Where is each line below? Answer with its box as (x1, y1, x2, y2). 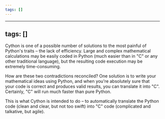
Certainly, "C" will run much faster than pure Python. (5, 89, 111, 95)
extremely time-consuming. (5, 64, 61, 70)
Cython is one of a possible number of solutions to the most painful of (5, 43, 147, 49)
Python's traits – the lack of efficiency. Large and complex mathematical (5, 48, 151, 54)
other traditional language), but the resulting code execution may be (5, 58, 143, 64)
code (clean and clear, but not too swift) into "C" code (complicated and (5, 103, 151, 109)
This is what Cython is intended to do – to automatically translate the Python (5, 98, 159, 104)
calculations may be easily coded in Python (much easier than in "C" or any (5, 53, 158, 59)
